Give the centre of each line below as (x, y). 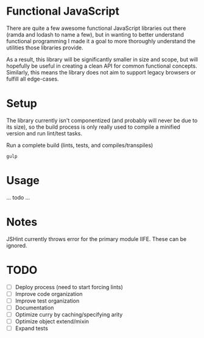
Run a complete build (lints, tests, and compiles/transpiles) (80, 145)
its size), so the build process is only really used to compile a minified (93, 127)
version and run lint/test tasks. (44, 133)
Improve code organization (49, 293)
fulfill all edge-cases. (33, 79)
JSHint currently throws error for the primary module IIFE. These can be (97, 239)
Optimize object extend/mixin (52, 321)
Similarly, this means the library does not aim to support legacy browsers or (101, 72)
